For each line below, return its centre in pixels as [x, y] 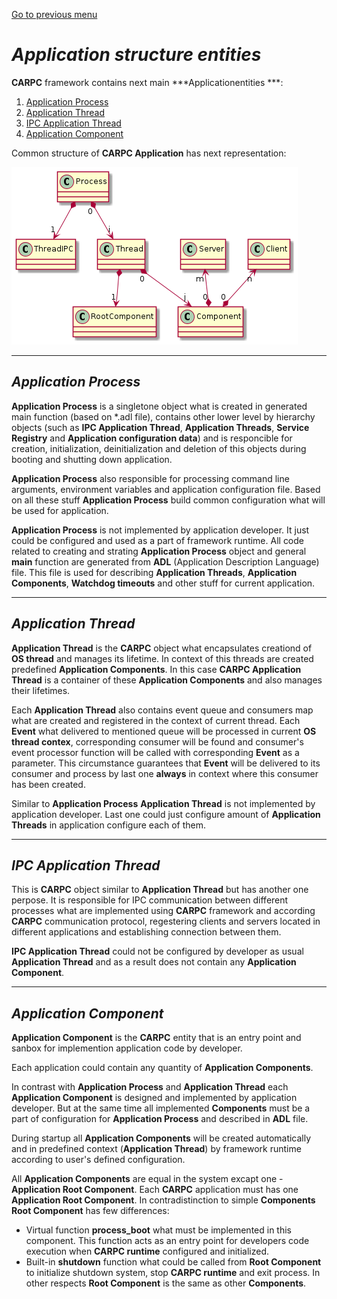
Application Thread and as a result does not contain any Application [154, 962]
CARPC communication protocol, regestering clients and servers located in [166, 921]
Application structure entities [136, 55]
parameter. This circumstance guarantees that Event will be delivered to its [166, 763]
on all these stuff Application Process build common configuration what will [168, 500]
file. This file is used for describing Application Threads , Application [154, 572]
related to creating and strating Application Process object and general [159, 551]
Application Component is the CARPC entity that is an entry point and [156, 1038]
